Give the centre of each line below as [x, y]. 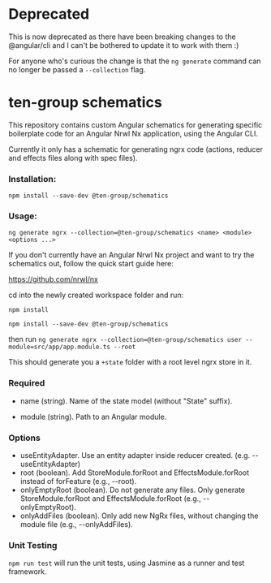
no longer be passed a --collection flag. [77, 69]
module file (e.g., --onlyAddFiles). [77, 525]
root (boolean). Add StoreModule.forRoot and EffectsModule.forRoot [135, 473]
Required [27, 383]
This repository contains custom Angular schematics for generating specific [135, 125]
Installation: [32, 179]
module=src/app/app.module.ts [60, 347]
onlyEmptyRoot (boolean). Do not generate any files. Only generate [133, 490]
